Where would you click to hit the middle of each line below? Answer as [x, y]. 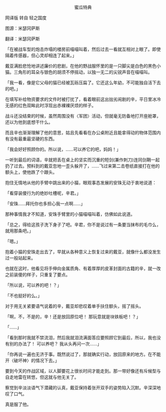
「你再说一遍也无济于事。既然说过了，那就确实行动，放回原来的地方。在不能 [83, 354]
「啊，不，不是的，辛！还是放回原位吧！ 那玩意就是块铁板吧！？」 [73, 317]
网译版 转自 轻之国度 [26, 18]
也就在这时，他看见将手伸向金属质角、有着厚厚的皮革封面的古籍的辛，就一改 [83, 268]
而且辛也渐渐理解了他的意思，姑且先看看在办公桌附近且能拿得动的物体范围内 [83, 133]
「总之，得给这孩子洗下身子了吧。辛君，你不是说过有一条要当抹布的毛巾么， [83, 225]
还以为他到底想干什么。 [29, 122]
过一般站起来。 [20, 258]
